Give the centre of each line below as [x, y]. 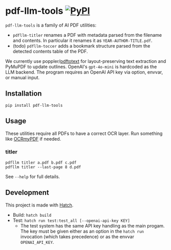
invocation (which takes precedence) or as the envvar [77, 236]
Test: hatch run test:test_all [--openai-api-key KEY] [71, 220]
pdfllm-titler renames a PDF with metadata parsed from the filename [87, 35]
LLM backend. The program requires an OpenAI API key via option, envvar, [84, 72]
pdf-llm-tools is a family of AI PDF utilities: [51, 25]
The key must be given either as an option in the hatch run [82, 231]
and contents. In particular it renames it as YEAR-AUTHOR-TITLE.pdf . [82, 40]
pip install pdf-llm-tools [34, 105]
